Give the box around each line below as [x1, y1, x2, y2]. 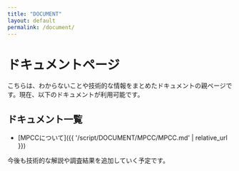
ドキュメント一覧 [7, 113, 83, 125]
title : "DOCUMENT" [7, 10, 62, 18]
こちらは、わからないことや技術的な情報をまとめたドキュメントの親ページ [7, 81, 226, 90]
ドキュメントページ [7, 56, 120, 73]
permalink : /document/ [7, 24, 75, 31]
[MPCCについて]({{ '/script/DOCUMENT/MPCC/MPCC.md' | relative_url [17, 133, 228, 142]
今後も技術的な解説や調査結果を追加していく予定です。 [7, 156, 170, 165]
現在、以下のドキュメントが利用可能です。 [19, 90, 144, 99]
